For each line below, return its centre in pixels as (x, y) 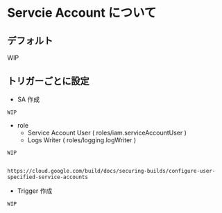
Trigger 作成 (35, 191)
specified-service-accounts (48, 177)
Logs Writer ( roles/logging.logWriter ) (82, 140)
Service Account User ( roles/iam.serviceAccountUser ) (107, 133)
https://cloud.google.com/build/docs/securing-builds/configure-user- (111, 171)
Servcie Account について (82, 13)
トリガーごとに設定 (48, 82)
